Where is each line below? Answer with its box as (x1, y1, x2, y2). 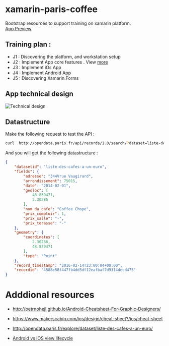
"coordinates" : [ (23, 235, 59, 240)
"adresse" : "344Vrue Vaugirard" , (23, 174, 94, 179)
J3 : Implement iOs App (12, 64, 61, 70)
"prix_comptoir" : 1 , (23, 211, 66, 216)
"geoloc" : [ (23, 188, 49, 193)
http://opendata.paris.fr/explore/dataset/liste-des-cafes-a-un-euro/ (12, 325, 153, 331)
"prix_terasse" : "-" (23, 220, 66, 225)
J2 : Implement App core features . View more (12, 59, 108, 65)
